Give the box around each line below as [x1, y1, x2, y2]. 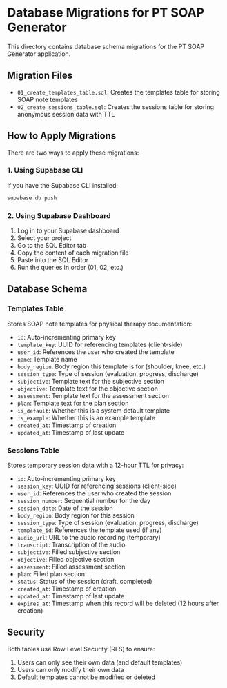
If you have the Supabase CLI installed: [7, 181, 119, 189]
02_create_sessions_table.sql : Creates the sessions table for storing [17, 102, 215, 111]
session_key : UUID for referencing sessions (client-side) [17, 482, 177, 491]
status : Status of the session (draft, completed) [17, 578, 153, 586]
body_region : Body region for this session [17, 511, 135, 520]
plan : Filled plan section [17, 570, 85, 578]
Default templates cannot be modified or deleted [17, 673, 155, 681]
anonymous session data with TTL [17, 110, 115, 118]
